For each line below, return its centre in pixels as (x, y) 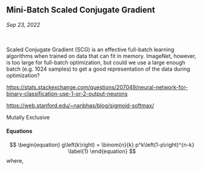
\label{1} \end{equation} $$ (102, 151)
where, (15, 161)
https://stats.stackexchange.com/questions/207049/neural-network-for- (97, 87)
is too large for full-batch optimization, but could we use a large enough (96, 62)
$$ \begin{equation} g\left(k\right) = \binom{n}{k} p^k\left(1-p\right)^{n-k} (102, 145)
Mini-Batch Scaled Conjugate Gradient (81, 10)
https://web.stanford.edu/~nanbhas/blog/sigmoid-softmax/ (80, 105)
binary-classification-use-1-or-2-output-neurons (67, 93)
